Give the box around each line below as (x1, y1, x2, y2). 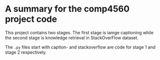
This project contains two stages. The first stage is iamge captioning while (5, 30, 154, 35)
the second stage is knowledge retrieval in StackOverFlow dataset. (5, 35, 139, 41)
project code (5, 14, 57, 25)
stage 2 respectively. (5, 49, 47, 55)
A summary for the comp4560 (5, 3, 130, 15)
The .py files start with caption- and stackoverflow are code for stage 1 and (5, 44, 156, 50)
